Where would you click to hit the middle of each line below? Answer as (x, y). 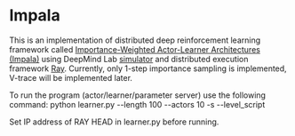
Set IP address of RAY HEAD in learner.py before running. (114, 122)
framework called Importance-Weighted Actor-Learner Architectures (135, 49)
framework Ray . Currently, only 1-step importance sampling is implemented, (148, 68)
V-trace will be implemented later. (71, 77)
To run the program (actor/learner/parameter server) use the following (138, 95)
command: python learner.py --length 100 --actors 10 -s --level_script (137, 104)
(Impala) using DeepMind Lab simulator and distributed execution (129, 59)
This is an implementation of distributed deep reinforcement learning (135, 40)
